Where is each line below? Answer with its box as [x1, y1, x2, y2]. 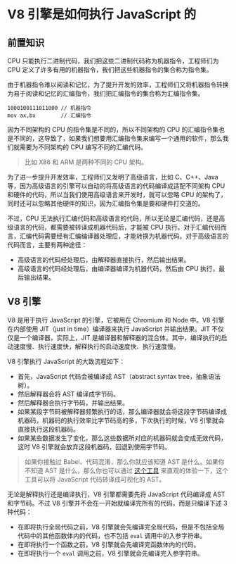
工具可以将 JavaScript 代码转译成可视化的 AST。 [24, 475, 166, 483]
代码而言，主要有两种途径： [7, 241, 88, 249]
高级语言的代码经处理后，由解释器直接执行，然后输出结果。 [17, 256, 190, 264]
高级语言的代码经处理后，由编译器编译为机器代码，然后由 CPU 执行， [17, 265, 219, 272]
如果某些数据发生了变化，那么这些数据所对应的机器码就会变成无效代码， [17, 434, 227, 442]
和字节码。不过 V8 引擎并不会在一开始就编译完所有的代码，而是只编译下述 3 [7, 499, 228, 507]
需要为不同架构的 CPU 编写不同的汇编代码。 [19, 143, 147, 151]
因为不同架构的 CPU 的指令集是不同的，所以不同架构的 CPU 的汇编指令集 [7, 125, 219, 134]
